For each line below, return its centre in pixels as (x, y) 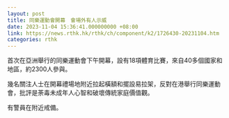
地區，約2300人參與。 (39, 69)
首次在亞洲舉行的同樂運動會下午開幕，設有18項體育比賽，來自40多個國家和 (115, 61)
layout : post (26, 14)
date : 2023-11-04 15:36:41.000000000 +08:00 (73, 27)
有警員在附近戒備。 (35, 108)
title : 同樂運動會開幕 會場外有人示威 (57, 20)
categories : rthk (32, 40)
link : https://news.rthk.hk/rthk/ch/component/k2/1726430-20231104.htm (113, 33)
